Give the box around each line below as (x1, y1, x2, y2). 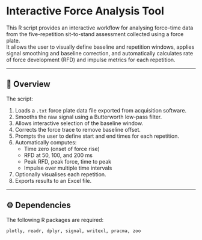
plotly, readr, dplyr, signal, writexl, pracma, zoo (6, 227, 141, 234)
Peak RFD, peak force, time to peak (23, 158, 112, 165)
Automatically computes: (14, 138, 77, 146)
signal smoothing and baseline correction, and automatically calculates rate (6, 49, 194, 57)
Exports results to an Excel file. (14, 177, 92, 184)
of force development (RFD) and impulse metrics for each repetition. (6, 56, 176, 63)
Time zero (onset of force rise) (23, 145, 100, 152)
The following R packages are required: (6, 216, 104, 223)
